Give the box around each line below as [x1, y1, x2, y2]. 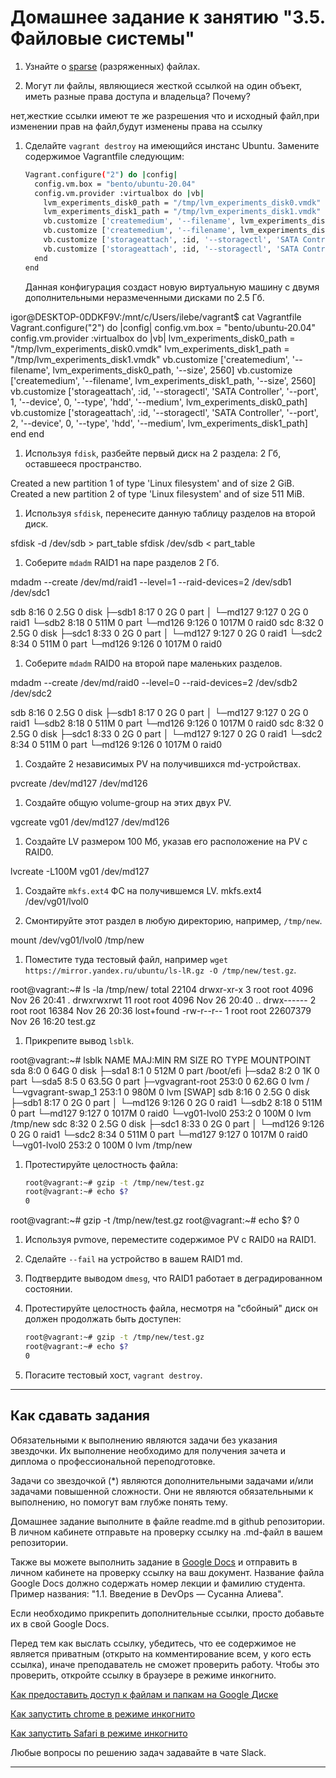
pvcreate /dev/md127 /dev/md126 [10, 777, 148, 789]
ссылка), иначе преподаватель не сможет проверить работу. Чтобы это [10, 1658, 320, 1670]
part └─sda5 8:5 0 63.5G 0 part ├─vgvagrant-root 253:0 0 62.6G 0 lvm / [10, 1075, 310, 1087]
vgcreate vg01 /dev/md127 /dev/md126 [10, 816, 170, 828]
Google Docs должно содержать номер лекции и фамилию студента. [10, 1577, 306, 1589]
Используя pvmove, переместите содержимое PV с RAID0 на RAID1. [24, 1234, 317, 1246]
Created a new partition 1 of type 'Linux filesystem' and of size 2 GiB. [10, 477, 295, 489]
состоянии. [24, 1283, 73, 1295]
